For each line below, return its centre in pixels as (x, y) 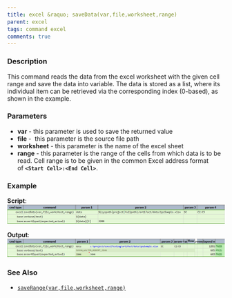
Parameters (27, 116)
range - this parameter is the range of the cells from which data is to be (119, 153)
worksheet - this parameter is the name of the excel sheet (100, 146)
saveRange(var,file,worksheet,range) (71, 288)
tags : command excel (37, 29)
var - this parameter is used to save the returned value (95, 131)
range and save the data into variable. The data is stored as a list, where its (114, 83)
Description (27, 61)
